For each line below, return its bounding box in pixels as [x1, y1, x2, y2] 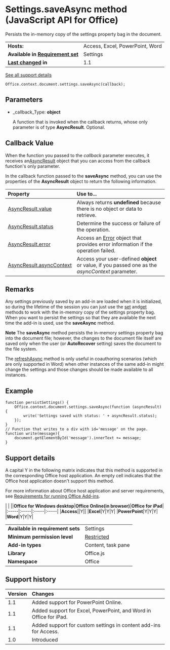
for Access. [32, 628, 59, 635]
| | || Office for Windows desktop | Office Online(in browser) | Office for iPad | [5, 503, 164, 509]
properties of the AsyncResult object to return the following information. [5, 178, 157, 184]
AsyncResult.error [8, 241, 51, 248]
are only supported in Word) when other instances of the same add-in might [5, 361, 164, 367]
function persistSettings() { [5, 400, 69, 405]
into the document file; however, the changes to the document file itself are [5, 335, 162, 341]
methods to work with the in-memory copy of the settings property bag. [5, 309, 155, 315]
